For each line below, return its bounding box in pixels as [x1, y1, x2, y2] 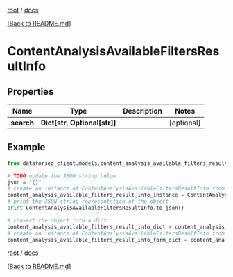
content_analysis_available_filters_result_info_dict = [7, 223, 172, 231]
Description [122, 107, 163, 116]
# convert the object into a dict [7, 217, 107, 224]
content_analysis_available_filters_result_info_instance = [7, 192, 185, 199]
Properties [7, 86, 54, 98]
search [10, 118, 35, 127]
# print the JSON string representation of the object [7, 198, 169, 205]
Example [7, 141, 46, 153]
